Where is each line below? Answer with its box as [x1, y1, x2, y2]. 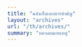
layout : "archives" [7, 17, 64, 23]
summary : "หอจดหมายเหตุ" [7, 29, 71, 37]
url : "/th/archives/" [7, 23, 71, 30]
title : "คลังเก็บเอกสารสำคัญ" [7, 10, 76, 17]
